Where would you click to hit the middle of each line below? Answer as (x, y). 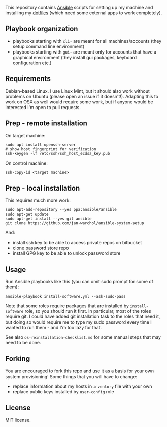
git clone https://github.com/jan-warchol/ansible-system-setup (75, 223)
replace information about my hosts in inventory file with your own (82, 386)
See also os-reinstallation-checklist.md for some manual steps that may (83, 337)
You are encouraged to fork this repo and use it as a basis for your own (79, 371)
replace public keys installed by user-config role (63, 391)
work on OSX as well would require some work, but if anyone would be (79, 102)
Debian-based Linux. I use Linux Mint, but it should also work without (77, 91)
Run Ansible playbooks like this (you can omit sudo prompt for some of (79, 282)
